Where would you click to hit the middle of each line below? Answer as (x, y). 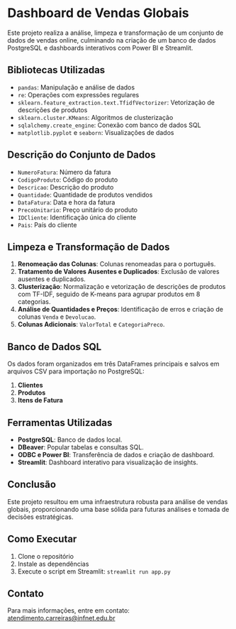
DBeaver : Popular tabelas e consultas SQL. (80, 447)
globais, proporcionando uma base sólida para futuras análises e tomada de (118, 509)
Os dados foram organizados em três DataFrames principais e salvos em (113, 364)
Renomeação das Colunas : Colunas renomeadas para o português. (117, 264)
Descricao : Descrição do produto (66, 187)
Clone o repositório (46, 556)
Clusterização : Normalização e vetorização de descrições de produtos (122, 287)
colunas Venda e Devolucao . (57, 317)
